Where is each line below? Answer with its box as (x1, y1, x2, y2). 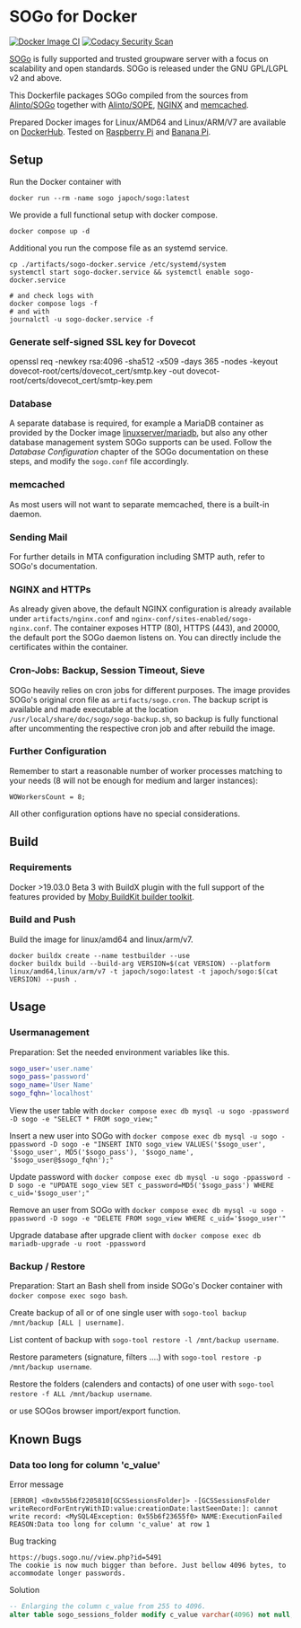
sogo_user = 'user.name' (9, 1064, 94, 1073)
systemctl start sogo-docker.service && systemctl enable (9, 268, 230, 277)
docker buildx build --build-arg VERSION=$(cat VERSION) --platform (9, 959, 271, 968)
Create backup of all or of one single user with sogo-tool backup (9, 1307, 247, 1318)
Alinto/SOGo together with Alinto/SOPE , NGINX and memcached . (9, 99, 249, 110)
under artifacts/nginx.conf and (9, 613, 130, 624)
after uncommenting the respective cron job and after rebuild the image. (9, 723, 276, 734)
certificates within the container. (9, 642, 128, 653)
